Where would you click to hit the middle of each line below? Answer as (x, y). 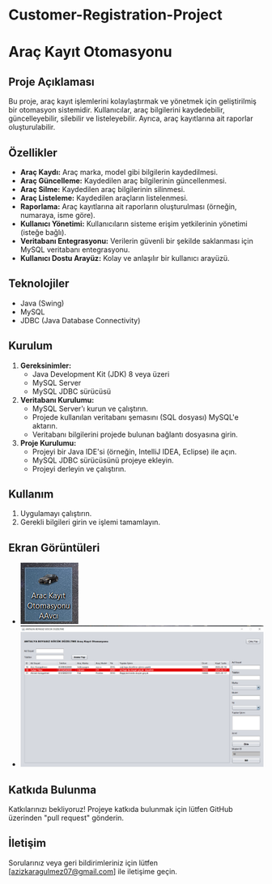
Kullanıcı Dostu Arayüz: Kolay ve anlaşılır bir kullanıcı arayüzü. (125, 258)
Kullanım (31, 495)
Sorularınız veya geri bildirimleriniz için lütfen (83, 863)
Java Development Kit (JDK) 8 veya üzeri (101, 374)
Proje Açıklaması (51, 81)
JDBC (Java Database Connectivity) (80, 320)
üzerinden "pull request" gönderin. (66, 818)
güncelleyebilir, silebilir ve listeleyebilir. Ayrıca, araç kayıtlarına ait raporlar (131, 118)
